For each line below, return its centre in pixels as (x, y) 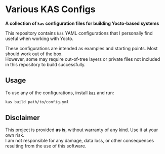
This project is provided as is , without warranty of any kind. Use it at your (82, 130)
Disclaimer (23, 118)
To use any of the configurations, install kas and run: (60, 93)
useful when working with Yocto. (39, 38)
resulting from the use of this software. (46, 146)
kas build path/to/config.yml (37, 102)
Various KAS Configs (50, 9)
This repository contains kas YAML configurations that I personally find (79, 33)
